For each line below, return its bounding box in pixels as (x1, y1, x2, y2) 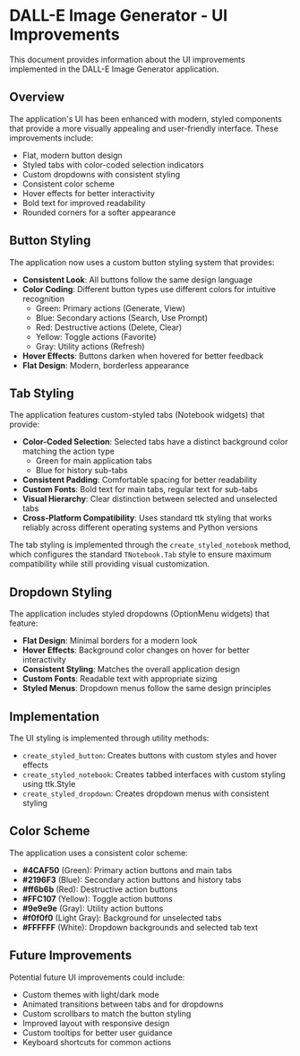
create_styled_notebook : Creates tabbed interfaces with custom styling (21, 769, 287, 780)
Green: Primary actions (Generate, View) (35, 302, 186, 314)
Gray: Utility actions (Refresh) (35, 341, 145, 351)
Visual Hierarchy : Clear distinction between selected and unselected (21, 494, 278, 505)
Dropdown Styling (9, 584, 113, 600)
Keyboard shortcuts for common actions (21, 1036, 172, 1047)
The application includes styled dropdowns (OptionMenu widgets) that (9, 609, 270, 619)
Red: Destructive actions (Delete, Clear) (35, 322, 183, 333)
